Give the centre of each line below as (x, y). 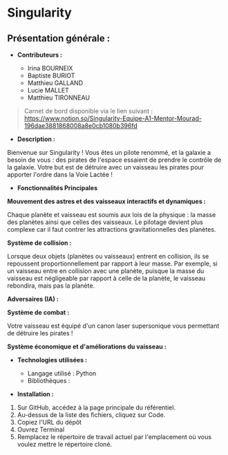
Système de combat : (38, 312)
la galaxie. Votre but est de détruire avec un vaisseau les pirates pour (106, 167)
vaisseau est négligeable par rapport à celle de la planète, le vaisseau (106, 278)
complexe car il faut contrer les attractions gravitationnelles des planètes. (112, 229)
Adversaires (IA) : (33, 299)
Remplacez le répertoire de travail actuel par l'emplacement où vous (114, 437)
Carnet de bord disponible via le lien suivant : (88, 111)
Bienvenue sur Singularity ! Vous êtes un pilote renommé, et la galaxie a (109, 152)
